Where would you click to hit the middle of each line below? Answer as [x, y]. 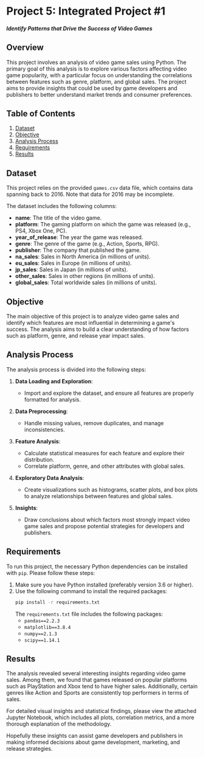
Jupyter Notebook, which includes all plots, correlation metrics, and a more [100, 718]
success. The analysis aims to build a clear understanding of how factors [98, 329]
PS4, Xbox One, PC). [41, 231]
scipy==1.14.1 [42, 640]
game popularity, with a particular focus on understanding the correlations [99, 75]
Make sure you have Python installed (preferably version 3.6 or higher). [104, 585]
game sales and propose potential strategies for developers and [104, 526]
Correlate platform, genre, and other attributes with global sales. [104, 466]
